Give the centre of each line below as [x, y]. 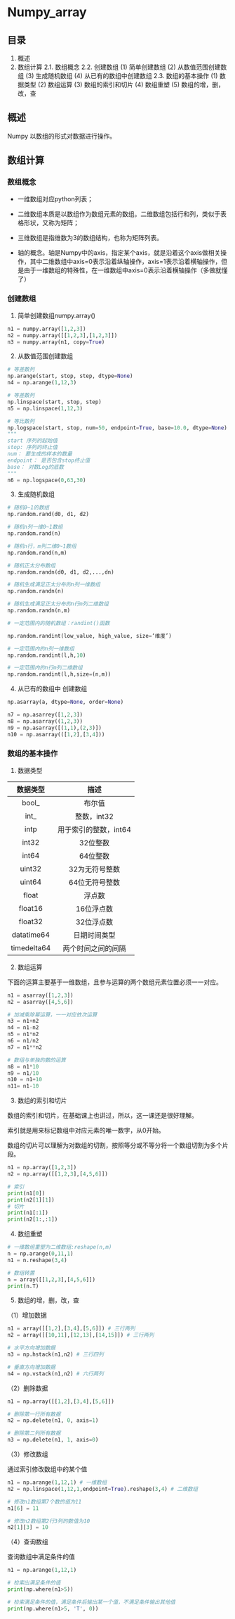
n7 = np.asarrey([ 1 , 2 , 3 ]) [45, 715]
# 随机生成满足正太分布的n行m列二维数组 [58, 604]
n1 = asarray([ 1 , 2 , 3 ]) [40, 995]
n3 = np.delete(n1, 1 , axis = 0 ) [53, 1440]
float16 [31, 908]
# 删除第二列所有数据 [34, 1433]
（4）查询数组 [28, 1542]
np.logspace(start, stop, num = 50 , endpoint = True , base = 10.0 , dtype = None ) [117, 428]
